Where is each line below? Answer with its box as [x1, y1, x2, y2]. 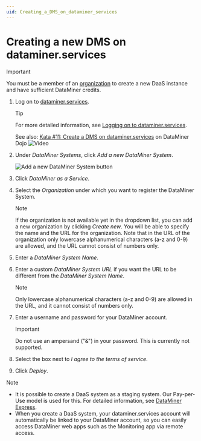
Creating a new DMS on [6, 35, 127, 48]
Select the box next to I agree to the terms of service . [14, 355, 148, 362]
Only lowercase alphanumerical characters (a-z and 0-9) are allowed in [14, 295, 193, 303]
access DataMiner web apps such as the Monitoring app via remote [14, 422, 183, 430]
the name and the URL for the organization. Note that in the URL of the [14, 229, 190, 236]
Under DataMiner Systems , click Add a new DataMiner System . [14, 151, 173, 158]
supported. [14, 343, 43, 351]
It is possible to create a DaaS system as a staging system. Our [14, 390, 172, 397]
